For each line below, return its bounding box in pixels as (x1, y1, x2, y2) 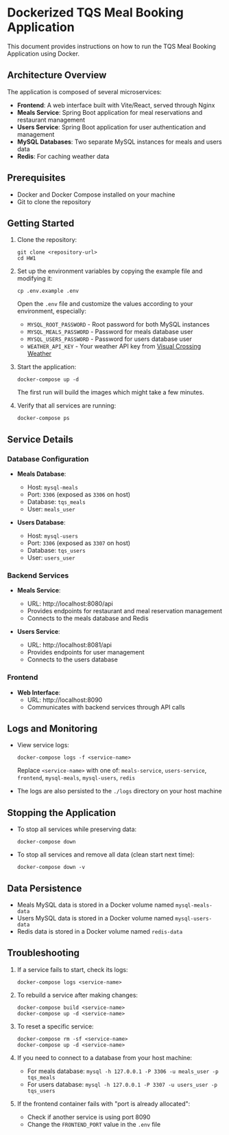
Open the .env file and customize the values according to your (16, 300, 193, 308)
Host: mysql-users (27, 531, 79, 540)
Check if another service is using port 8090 (27, 1112, 151, 1121)
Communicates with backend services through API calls (27, 703, 185, 711)
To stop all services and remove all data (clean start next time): (16, 850, 195, 859)
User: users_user (27, 553, 75, 562)
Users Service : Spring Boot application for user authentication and (16, 122, 206, 131)
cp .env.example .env (16, 287, 79, 295)
